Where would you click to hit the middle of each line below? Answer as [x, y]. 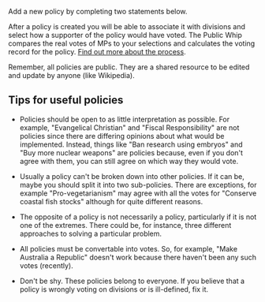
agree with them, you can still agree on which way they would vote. [129, 161]
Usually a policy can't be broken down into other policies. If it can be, [132, 176]
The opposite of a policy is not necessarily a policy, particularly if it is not [138, 217]
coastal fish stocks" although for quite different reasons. [111, 201]
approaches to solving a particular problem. [91, 233]
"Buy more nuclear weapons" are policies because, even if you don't [131, 152]
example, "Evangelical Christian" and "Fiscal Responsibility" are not [129, 127]
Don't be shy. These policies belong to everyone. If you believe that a [132, 281]
